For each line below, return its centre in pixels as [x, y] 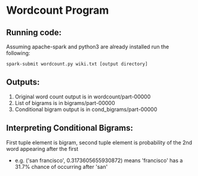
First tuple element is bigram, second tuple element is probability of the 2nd [99, 142]
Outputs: [23, 82]
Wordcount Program [58, 10]
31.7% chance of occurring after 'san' [61, 166]
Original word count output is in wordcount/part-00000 [83, 97]
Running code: [34, 33]
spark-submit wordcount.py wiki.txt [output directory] [77, 64]
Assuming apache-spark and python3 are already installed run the [88, 47]
